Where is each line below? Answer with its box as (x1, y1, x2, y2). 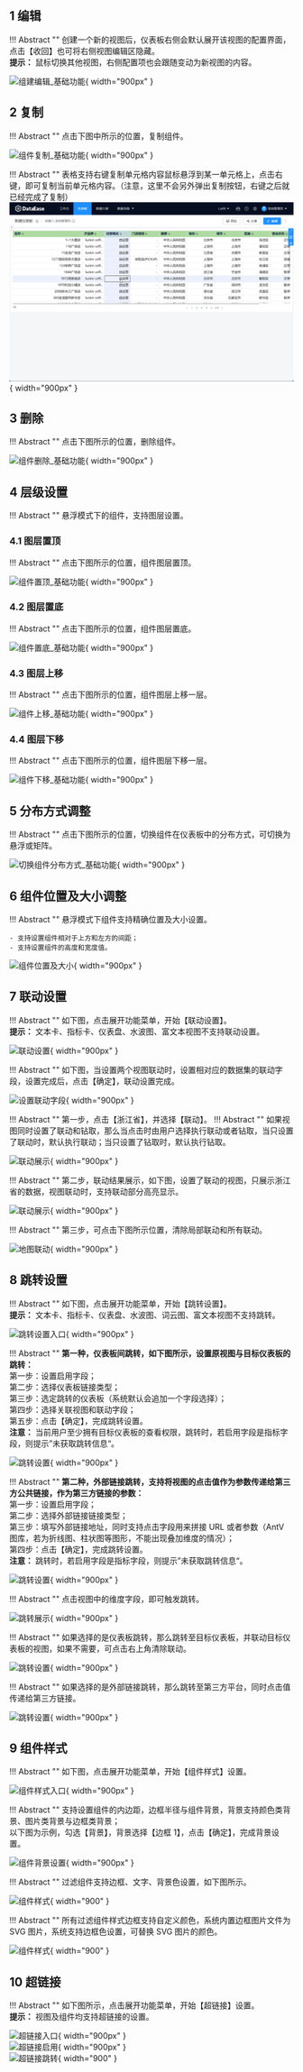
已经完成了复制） (9, 191, 73, 202)
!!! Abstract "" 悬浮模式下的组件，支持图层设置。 (9, 510, 188, 521)
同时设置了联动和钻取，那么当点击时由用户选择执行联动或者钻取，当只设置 (16, 1125, 294, 1136)
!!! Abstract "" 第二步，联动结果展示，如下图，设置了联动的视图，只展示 (9, 1175, 275, 1186)
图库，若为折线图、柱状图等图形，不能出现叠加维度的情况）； (9, 1532, 234, 1544)
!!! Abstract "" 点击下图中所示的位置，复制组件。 (9, 130, 188, 142)
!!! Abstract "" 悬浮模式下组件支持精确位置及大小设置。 (9, 914, 212, 925)
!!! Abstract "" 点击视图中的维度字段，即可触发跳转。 (9, 1593, 205, 1604)
